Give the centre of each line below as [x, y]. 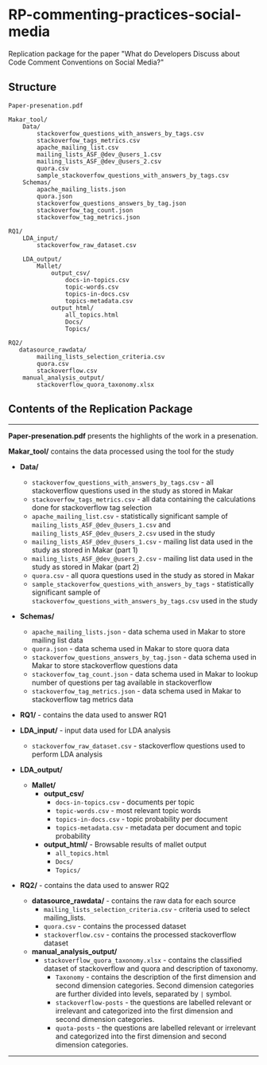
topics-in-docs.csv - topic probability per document [141, 819]
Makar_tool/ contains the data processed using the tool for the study [121, 451]
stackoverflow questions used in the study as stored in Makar [132, 490]
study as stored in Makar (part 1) [85, 550]
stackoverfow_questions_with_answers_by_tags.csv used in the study [145, 600]
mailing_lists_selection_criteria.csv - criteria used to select [147, 909]
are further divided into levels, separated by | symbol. [143, 993]
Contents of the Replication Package [101, 409]
